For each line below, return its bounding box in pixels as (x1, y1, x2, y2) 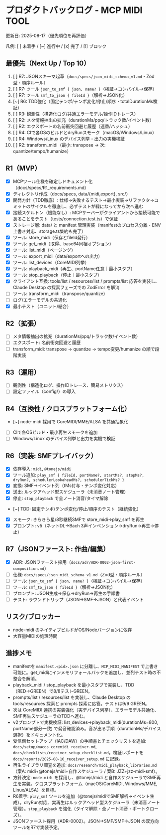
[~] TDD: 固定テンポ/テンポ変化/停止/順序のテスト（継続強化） (12, 505, 141, 511)
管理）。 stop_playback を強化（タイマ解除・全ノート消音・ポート (12, 806, 146, 812)
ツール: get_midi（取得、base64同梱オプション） (12, 240, 114, 247)
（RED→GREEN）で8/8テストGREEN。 (12, 688, 92, 694)
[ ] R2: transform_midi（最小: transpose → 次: (12, 142, 106, 148)
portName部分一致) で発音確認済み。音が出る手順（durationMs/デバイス (12, 725, 161, 731)
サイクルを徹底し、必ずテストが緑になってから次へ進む (30, 203, 144, 209)
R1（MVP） (5, 164, 41, 172)
